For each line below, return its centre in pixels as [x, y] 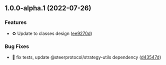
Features [16, 22]
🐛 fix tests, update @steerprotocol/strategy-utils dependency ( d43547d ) [86, 57]
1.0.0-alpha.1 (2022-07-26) [48, 8]
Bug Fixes [17, 46]
